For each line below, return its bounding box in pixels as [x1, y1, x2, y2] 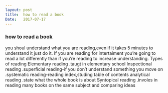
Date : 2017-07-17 [5, 17, 46, 22]
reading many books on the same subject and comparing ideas [5, 82, 135, 88]
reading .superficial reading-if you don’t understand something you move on [5, 66, 163, 72]
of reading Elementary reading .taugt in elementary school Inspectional [5, 61, 152, 67]
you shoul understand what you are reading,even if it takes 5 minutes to [5, 45, 153, 51]
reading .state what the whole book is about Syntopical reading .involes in [5, 76, 158, 83]
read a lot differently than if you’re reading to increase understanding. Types [5, 55, 163, 61]
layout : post [5, 7, 33, 13]
